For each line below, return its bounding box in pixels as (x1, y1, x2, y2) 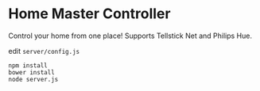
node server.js (8, 75, 59, 83)
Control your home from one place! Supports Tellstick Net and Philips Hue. (8, 31, 253, 40)
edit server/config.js (8, 46, 80, 55)
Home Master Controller (8, 5, 171, 23)
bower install (8, 68, 56, 76)
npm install (8, 61, 48, 70)
